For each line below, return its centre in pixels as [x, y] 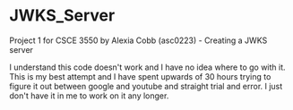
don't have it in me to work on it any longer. [89, 96]
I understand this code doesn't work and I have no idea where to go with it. [147, 67]
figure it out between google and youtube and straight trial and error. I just [146, 86]
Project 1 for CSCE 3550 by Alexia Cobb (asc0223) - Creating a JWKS [138, 40]
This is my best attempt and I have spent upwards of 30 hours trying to [140, 76]
